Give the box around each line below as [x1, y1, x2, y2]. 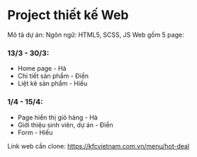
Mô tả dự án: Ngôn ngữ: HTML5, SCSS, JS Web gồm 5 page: [7, 30, 184, 39]
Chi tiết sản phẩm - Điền [17, 71, 89, 81]
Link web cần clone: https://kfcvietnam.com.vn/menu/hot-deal [7, 141, 190, 150]
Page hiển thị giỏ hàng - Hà [17, 113, 98, 122]
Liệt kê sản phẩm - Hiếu [17, 79, 88, 88]
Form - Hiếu [17, 128, 53, 136]
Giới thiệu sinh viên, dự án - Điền [17, 120, 113, 129]
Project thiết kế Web [7, 7, 129, 23]
